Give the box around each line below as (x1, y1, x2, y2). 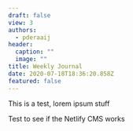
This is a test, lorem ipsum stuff (8, 99, 110, 108)
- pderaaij (15, 33, 51, 42)
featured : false (8, 77, 61, 85)
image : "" (15, 56, 47, 64)
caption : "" (15, 48, 55, 56)
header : (8, 41, 34, 49)
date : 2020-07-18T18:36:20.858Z (8, 70, 114, 78)
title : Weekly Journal (8, 63, 83, 71)
